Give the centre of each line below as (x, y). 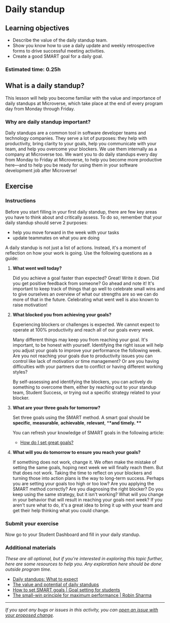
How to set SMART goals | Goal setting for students (66, 590)
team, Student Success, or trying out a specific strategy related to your (87, 392)
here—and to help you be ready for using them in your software (72, 165)
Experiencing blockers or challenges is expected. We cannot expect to (86, 324)
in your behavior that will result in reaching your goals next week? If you (88, 500)
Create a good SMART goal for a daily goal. (58, 56)
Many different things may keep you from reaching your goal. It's (80, 340)
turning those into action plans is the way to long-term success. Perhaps (88, 478)
